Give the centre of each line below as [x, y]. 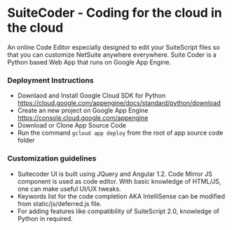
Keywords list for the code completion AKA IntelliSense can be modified [121, 196]
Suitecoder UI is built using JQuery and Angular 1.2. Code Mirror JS [115, 174]
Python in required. [45, 218]
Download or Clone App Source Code [71, 126]
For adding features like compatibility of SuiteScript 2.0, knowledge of [118, 211]
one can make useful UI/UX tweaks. [69, 189]
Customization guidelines [52, 158]
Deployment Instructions [50, 80]
